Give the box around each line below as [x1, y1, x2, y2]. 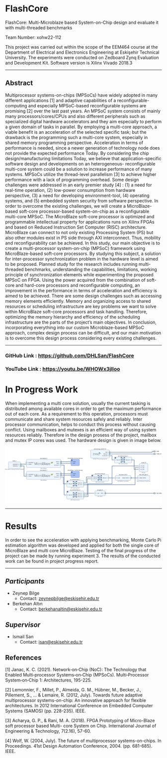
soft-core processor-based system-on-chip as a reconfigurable [19, 208, 150, 214]
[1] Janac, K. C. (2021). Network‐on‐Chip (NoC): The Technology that [5, 667, 147, 673]
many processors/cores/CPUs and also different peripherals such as [5, 113, 146, 119]
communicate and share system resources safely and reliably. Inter [5, 416, 143, 422]
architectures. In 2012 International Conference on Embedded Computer [5, 703, 153, 709]
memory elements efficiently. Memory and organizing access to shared [5, 298, 151, 304]
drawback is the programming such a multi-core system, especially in [5, 134, 148, 140]
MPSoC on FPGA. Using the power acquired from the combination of [5, 277, 146, 283]
